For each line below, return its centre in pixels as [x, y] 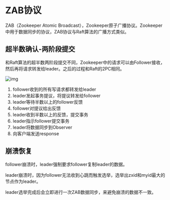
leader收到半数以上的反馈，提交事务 [50, 114]
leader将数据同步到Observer [42, 127]
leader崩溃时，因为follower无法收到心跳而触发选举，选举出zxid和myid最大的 [85, 175]
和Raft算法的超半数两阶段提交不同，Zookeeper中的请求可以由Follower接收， [85, 62]
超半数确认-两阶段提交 [40, 49]
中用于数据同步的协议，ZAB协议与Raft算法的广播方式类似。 [67, 31]
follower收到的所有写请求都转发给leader [54, 89]
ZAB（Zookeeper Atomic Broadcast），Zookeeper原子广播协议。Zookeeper [84, 25]
